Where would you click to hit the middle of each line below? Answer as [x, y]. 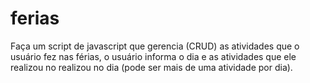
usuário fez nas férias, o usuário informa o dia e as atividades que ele [153, 56]
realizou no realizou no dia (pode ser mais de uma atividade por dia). [151, 67]
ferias [35, 18]
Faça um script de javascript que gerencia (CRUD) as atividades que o [155, 46]
